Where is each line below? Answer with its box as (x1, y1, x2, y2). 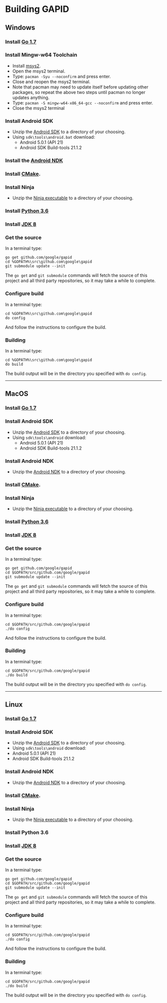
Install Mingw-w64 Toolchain (5, 51, 78, 58)
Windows (5, 23, 35, 32)
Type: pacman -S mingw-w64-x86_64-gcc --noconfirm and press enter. (12, 99, 153, 105)
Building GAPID (5, 3, 70, 15)
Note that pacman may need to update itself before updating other (12, 84, 149, 90)
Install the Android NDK (5, 157, 63, 164)
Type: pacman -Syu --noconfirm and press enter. (12, 73, 111, 79)
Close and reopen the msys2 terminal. (12, 79, 91, 85)
